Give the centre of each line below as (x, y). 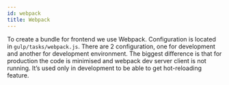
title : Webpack (29, 20)
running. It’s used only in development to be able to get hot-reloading (105, 68)
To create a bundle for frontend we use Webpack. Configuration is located (112, 39)
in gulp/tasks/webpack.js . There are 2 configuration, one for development (111, 46)
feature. (18, 75)
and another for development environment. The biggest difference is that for (114, 53)
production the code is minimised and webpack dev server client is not (107, 61)
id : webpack (24, 13)
